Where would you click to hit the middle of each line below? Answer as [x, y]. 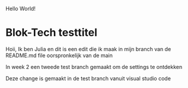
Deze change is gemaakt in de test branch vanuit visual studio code [88, 78]
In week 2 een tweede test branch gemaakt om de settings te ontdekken [94, 67]
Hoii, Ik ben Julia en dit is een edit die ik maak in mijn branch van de [88, 49]
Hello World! [21, 9]
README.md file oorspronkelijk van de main [59, 55]
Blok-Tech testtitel [51, 33]
